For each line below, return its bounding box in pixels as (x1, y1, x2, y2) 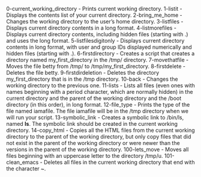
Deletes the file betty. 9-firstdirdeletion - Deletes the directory (6, 69, 160, 76)
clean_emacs (6, 159, 39, 166)
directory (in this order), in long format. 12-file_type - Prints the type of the (6, 101, 190, 108)
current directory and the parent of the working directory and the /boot (6, 95, 182, 102)
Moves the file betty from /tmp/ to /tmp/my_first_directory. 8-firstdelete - (6, 63, 186, 70)
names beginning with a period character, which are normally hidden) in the (6, 88, 193, 95)
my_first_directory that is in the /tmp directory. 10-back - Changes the (6, 75, 178, 82)
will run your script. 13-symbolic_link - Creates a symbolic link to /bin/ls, (6, 114, 184, 121)
